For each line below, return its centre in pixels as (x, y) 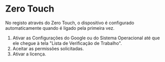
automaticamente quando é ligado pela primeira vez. (60, 28)
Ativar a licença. (29, 54)
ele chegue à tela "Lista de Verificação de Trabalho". (67, 43)
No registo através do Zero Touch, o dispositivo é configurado (70, 23)
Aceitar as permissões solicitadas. (48, 48)
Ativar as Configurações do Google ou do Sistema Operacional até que (86, 38)
